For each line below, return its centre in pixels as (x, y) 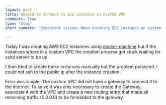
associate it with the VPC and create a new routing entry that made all (77, 92)
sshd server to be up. (27, 57)
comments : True (21, 19)
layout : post (19, 10)
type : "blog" (19, 24)
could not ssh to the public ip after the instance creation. (63, 72)
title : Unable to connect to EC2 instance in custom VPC (65, 14)
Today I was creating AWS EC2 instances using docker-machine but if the (81, 47)
